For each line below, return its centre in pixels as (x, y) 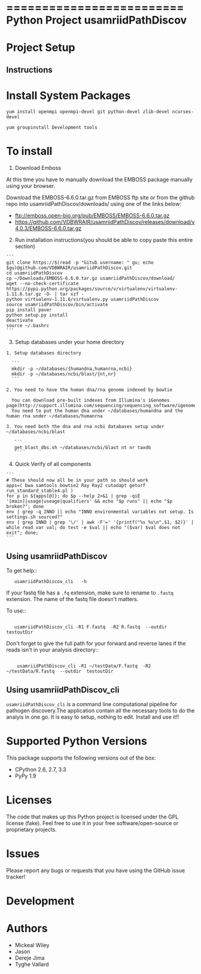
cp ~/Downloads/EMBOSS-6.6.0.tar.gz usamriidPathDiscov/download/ (91, 278)
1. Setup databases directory (44, 353)
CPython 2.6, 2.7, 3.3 (41, 770)
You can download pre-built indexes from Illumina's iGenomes (91, 400)
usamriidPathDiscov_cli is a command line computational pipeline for (92, 704)
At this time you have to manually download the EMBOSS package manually (100, 179)
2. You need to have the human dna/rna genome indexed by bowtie (89, 390)
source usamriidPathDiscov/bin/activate (57, 304)
